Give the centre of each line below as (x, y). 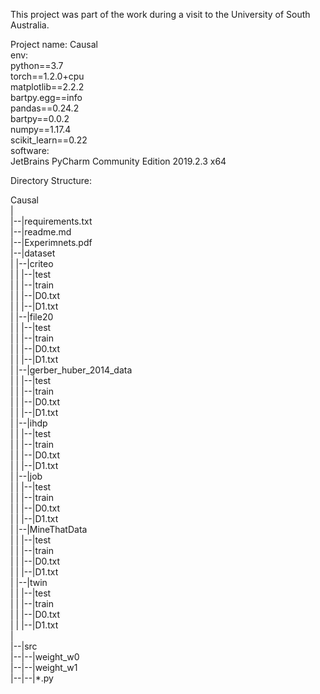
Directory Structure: (51, 180)
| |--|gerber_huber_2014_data (71, 370)
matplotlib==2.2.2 (47, 87)
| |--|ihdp (29, 423)
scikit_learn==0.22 (49, 140)
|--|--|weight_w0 (45, 657)
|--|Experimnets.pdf (51, 242)
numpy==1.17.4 (41, 129)
